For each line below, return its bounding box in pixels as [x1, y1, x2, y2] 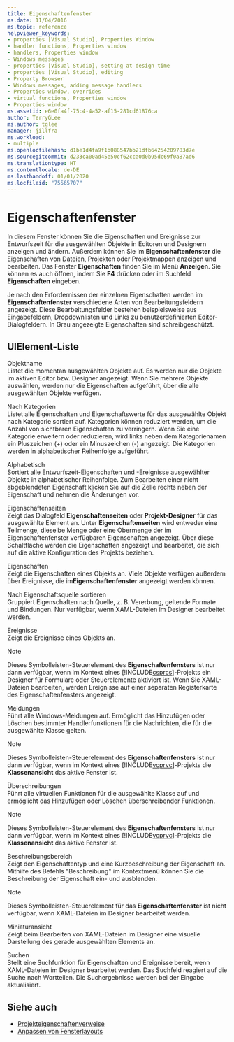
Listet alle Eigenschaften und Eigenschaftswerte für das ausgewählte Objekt [7, 410, 227, 418]
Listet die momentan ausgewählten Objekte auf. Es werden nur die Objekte [7, 366, 222, 375]
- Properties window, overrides [7, 88, 101, 95]
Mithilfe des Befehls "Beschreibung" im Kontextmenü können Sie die [7, 867, 205, 876]
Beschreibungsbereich [7, 852, 73, 861]
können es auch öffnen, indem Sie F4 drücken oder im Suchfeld [7, 270, 191, 278]
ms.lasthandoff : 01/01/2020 [7, 173, 89, 180]
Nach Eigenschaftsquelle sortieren [7, 590, 107, 599]
